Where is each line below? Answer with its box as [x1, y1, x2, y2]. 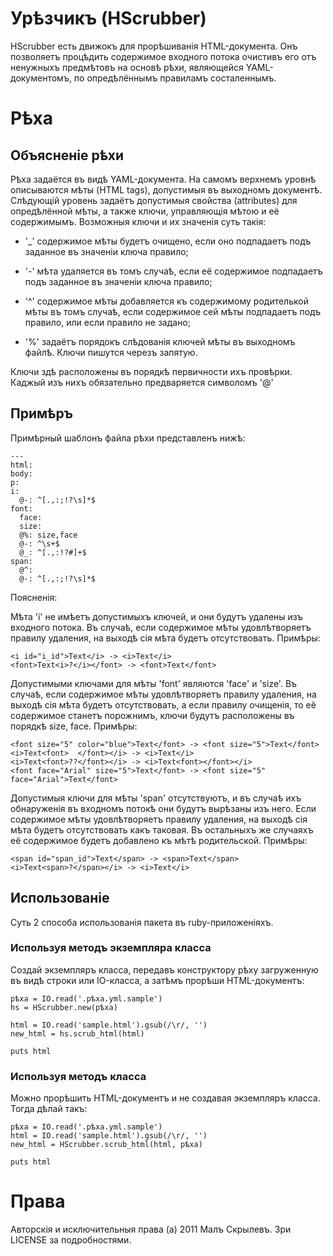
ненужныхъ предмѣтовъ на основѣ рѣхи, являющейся [10, 61, 244, 73]
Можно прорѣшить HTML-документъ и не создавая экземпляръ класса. [10, 1092, 321, 1104]
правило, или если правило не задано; [24, 316, 191, 328]
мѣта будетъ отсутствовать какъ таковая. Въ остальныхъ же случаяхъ [10, 823, 314, 836]
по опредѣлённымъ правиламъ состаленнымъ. [73, 72, 277, 84]
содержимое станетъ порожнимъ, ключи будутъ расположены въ [10, 709, 295, 721]
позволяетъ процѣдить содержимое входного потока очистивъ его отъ [10, 50, 317, 62]
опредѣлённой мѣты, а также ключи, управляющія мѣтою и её [10, 205, 280, 217]
